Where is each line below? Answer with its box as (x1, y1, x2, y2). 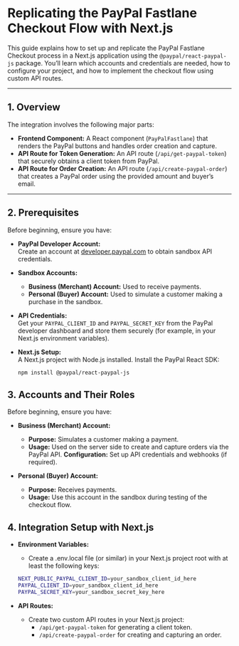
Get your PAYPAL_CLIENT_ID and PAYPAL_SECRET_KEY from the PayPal (17, 318, 213, 327)
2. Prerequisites (7, 207, 80, 219)
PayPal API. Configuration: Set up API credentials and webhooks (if (28, 450, 228, 459)
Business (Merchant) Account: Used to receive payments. (28, 282, 201, 291)
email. (17, 179, 36, 188)
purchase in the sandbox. (28, 297, 103, 306)
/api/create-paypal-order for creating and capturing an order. (38, 630, 222, 639)
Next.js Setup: (17, 348, 62, 356)
